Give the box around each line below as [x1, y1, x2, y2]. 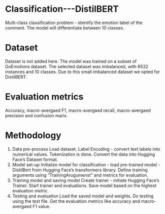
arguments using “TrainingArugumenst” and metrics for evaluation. [12, 172, 149, 178]
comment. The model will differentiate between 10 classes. [5, 25, 125, 30]
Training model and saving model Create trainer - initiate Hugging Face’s [12, 177, 160, 183]
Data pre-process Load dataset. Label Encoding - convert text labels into [12, 146, 161, 152]
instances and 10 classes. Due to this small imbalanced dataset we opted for [5, 69, 160, 75]
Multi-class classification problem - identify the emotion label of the [5, 20, 143, 26]
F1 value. [33, 203, 51, 209]
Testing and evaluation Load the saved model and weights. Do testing [12, 193, 154, 199]
